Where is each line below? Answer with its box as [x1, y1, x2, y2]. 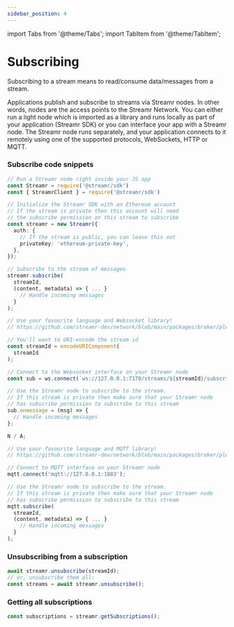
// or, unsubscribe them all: [7, 574, 95, 582]
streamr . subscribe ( [7, 272, 64, 279]
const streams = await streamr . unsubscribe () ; [7, 581, 145, 588]
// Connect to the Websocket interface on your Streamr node [7, 368, 189, 376]
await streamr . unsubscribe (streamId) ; [7, 568, 120, 575]
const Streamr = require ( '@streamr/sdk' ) [7, 182, 130, 189]
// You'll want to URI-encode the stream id [7, 337, 139, 344]
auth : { [13, 227, 36, 234]
